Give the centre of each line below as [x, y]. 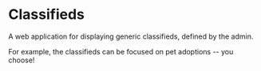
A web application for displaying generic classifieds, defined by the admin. [131, 36]
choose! [22, 60]
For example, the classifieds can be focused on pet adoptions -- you [121, 51]
